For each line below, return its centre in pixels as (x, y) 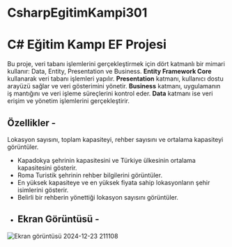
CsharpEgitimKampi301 (77, 13)
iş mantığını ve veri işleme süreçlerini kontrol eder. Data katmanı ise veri (110, 94)
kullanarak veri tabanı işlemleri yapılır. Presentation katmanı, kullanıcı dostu (116, 79)
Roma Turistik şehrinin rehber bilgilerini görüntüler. (90, 175)
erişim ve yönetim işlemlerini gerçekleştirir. (69, 101)
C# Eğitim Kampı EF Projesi (87, 45)
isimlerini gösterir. (43, 190)
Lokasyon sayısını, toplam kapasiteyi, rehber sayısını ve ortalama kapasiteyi (115, 139)
